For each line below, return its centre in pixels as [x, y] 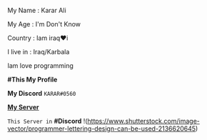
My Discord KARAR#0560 [42, 93]
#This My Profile [32, 79]
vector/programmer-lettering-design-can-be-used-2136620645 [102, 129]
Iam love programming [40, 66]
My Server [23, 107]
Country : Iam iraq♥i [38, 38]
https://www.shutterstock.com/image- [143, 121]
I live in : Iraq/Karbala [39, 52]
